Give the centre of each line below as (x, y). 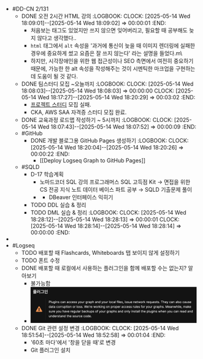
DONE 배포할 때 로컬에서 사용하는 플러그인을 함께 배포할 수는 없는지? (104, 268)
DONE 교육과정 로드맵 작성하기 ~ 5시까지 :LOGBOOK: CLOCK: (97, 120)
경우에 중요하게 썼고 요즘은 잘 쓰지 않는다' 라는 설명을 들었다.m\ (106, 53)
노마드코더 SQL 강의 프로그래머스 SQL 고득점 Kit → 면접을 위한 (115, 182)
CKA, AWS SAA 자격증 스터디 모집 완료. (79, 112)
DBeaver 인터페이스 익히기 (81, 197)
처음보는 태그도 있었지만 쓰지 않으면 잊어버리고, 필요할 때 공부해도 (109, 30)
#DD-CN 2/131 (30, 9)
